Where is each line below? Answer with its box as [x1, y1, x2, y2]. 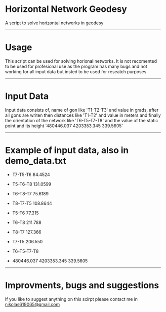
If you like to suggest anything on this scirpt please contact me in [5, 296, 138, 302]
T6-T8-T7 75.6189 [12, 190, 49, 196]
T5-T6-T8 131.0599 [12, 181, 52, 187]
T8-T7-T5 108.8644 [12, 200, 52, 206]
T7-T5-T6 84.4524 [12, 172, 50, 178]
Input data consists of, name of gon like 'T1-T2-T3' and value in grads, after [5, 107, 159, 113]
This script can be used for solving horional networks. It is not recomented [5, 58, 157, 64]
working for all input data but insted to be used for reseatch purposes [5, 68, 147, 75]
